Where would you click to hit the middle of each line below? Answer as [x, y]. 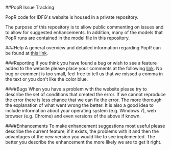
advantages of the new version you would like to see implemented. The [80, 137]
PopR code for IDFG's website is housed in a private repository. [72, 17]
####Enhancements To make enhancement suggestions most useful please [85, 126]
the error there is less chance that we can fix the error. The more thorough [83, 100]
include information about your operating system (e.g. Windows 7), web [81, 111]
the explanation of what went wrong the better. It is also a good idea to [80, 105]
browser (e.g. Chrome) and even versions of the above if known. [73, 116]
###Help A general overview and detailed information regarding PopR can [83, 48]
